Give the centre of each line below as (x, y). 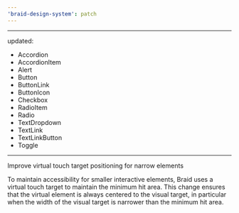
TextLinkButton (40, 137)
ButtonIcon (34, 92)
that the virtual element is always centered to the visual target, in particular (117, 194)
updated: (21, 40)
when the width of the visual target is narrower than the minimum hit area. (116, 202)
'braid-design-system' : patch (52, 14)
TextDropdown (39, 122)
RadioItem (32, 107)
